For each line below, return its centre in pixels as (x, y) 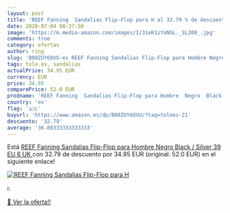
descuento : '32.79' (35, 121)
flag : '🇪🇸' (24, 109)
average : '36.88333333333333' (50, 128)
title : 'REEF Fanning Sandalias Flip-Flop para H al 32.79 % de (102, 20)
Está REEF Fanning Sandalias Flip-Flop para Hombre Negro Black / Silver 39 (114, 147)
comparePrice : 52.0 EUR (41, 89)
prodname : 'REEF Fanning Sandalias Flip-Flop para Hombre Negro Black (115, 96)
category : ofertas (33, 45)
